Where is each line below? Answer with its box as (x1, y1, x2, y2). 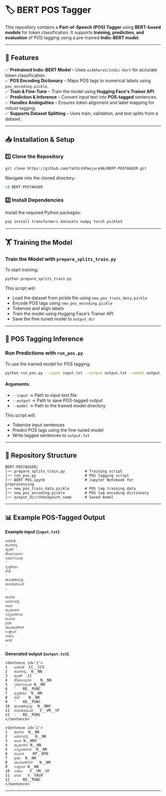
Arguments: (5, 381, 31, 387)
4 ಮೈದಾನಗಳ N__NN (5, 743, 41, 748)
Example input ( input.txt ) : (5, 529, 61, 535)
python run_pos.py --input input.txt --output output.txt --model (5, 370, 145, 375)
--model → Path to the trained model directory (12, 402, 106, 408)
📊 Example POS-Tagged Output (5, 513, 105, 522)
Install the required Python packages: (5, 210, 82, 216)
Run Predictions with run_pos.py (5, 350, 83, 356)
